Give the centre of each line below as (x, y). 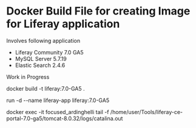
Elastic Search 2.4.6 (40, 65)
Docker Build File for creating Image (98, 11)
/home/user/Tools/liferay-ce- (147, 112)
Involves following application (43, 40)
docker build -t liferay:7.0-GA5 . (46, 88)
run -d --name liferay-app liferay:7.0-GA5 (58, 100)
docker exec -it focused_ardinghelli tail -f (58, 112)
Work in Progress (28, 77)
